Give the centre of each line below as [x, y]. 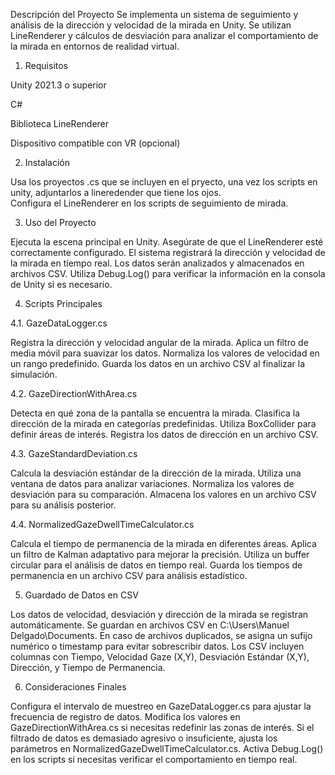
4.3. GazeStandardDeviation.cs [74, 453]
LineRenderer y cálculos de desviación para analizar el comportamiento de [164, 35]
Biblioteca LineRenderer [60, 123]
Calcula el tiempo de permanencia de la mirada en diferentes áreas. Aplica [163, 543]
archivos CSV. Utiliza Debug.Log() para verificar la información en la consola [168, 273]
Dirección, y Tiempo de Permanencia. [88, 667]
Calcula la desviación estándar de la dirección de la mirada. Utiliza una [156, 473]
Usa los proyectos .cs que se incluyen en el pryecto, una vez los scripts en [164, 182]
